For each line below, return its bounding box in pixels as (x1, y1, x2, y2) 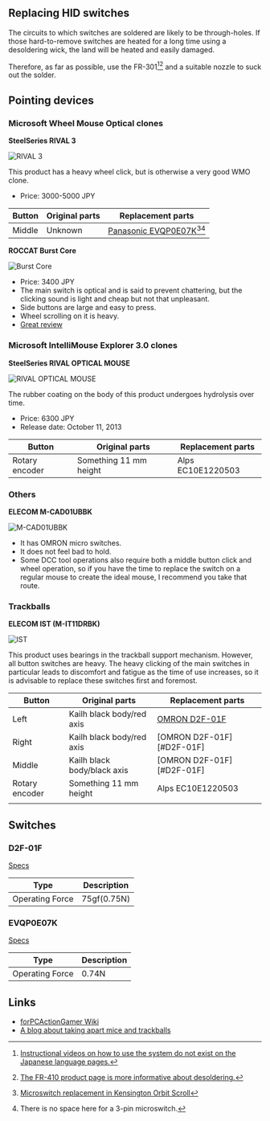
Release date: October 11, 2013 (19, 422, 122, 432)
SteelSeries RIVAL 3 (8, 136, 76, 145)
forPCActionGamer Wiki (19, 1017, 99, 1027)
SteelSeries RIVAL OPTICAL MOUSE (8, 358, 130, 368)
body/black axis (68, 765, 129, 776)
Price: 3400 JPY (19, 277, 75, 287)
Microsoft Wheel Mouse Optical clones (8, 117, 163, 129)
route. (19, 581, 40, 591)
